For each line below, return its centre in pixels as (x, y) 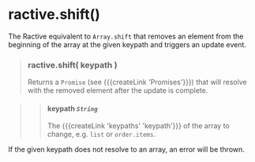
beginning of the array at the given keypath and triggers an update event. (127, 44)
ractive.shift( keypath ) (72, 64)
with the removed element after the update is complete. (118, 90)
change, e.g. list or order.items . (101, 134)
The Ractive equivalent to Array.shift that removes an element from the (126, 36)
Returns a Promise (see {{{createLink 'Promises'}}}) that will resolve (137, 82)
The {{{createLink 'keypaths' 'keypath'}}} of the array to (139, 126)
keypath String (73, 109)
